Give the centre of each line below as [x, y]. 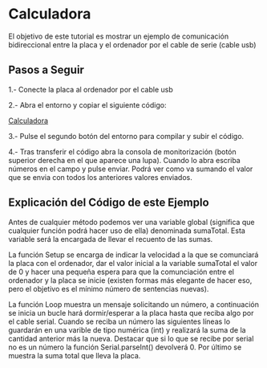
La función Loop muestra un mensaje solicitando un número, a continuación [133, 304]
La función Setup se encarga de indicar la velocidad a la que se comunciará [133, 255]
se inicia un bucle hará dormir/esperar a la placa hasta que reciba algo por [131, 313]
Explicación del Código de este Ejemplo [109, 203]
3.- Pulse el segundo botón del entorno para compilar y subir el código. [126, 136]
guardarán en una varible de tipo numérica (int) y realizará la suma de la [127, 329]
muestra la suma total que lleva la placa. [75, 355]
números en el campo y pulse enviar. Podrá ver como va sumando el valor [131, 169]
